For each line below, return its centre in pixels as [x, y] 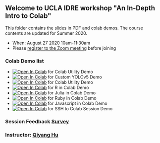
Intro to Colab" [28, 16]
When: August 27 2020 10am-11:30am [51, 43]
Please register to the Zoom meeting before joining [64, 48]
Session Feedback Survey [37, 122]
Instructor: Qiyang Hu [32, 135]
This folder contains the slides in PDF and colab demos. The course [74, 28]
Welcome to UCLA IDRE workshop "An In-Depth [80, 8]
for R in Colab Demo [68, 88]
